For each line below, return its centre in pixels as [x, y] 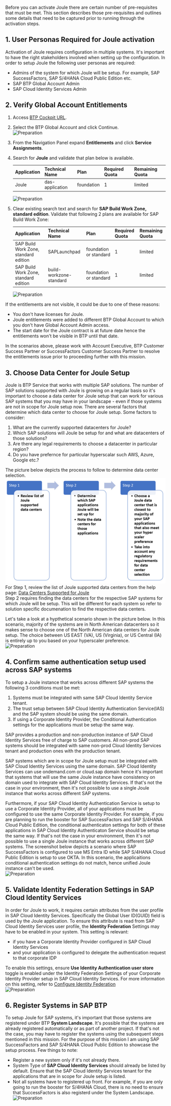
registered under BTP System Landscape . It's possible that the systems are [85, 1023]
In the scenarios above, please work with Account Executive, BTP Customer [85, 346]
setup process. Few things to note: [41, 1050]
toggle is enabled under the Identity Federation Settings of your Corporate [83, 973]
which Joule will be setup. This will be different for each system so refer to [83, 603]
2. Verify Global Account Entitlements [66, 105]
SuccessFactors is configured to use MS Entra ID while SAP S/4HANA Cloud [85, 852]
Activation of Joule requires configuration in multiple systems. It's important [85, 52]
